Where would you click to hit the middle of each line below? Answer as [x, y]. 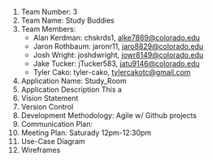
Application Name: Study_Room [74, 81]
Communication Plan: [56, 124]
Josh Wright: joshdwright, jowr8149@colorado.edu [118, 55]
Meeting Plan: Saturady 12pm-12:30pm [86, 133]
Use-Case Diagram [53, 141]
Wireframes [41, 150]
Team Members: [48, 29]
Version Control [47, 107]
